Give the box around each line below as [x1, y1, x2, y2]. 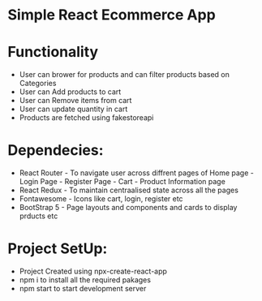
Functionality [7, 43, 99, 62]
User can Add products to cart [19, 87, 122, 97]
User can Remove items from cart [19, 96, 132, 105]
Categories [19, 79, 57, 88]
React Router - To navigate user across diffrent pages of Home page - [19, 168, 255, 178]
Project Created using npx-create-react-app [19, 266, 168, 276]
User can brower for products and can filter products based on [19, 70, 230, 80]
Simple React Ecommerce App [7, 6, 216, 24]
